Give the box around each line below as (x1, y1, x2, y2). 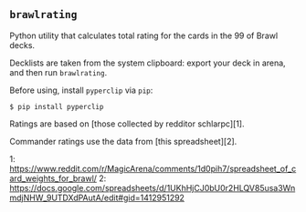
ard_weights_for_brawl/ (9, 173, 98, 184)
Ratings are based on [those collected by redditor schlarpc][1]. (9, 118, 245, 129)
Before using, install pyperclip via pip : (9, 85, 153, 96)
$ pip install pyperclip (9, 102, 104, 111)
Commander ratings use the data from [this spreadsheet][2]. (9, 136, 237, 146)
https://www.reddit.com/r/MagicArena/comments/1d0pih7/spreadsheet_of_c (9, 163, 297, 174)
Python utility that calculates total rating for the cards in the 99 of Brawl (9, 30, 279, 41)
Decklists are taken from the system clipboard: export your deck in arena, (9, 57, 286, 68)
